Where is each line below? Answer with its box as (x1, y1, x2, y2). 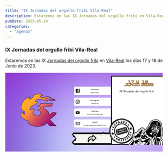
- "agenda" (9, 29, 32, 34)
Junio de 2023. (5, 63, 36, 69)
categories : (5, 24, 30, 29)
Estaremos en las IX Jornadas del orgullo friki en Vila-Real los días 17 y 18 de (5, 57, 163, 63)
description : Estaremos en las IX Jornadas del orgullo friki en (5, 13, 144, 18)
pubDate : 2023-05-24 (5, 18, 48, 23)
